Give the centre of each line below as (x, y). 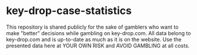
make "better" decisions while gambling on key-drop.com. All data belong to (98, 33)
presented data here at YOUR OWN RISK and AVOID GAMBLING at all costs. (98, 46)
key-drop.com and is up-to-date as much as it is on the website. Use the (94, 39)
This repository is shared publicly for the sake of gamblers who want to (92, 27)
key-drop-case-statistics (69, 11)
